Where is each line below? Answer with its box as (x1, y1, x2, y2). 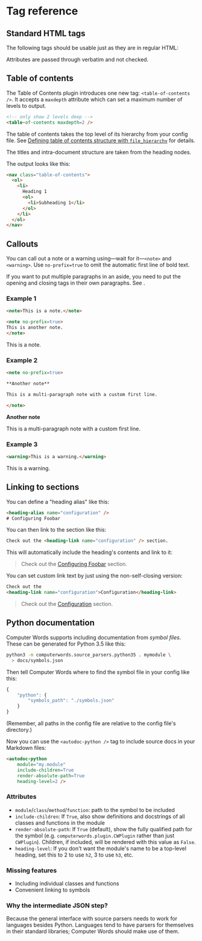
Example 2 (6, 356, 38, 364)
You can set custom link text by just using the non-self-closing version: (6, 572, 183, 579)
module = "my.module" (17, 761, 66, 767)
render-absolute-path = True (17, 773, 85, 779)
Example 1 (6, 294, 37, 303)
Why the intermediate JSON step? (6, 901, 109, 910)
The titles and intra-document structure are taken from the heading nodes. (6, 148, 192, 156)
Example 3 (6, 440, 38, 448)
